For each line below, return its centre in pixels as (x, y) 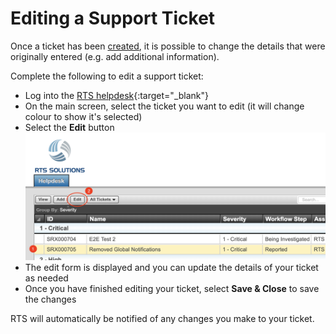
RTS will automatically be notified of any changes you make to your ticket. (162, 319)
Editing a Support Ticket (113, 18)
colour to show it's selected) (83, 116)
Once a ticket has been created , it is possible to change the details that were (168, 46)
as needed (46, 278)
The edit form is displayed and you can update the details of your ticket (171, 268)
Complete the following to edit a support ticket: (107, 76)
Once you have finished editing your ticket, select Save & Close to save (172, 289)
